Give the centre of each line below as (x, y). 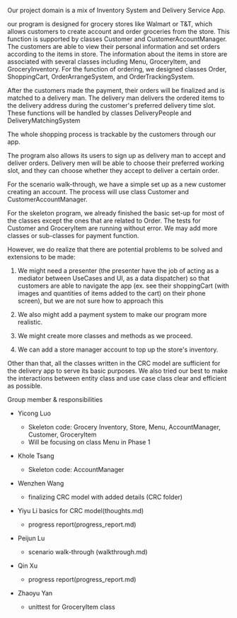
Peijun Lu (31, 538)
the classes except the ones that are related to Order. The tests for (104, 220)
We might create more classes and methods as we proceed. (105, 336)
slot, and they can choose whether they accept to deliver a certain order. (113, 170)
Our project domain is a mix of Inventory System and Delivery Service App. (116, 10)
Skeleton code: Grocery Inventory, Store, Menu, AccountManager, (124, 427)
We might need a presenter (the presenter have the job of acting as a (118, 271)
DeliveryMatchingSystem (44, 120)
